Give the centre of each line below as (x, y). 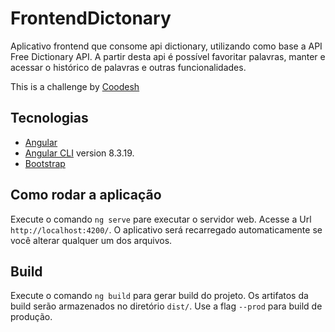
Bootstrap (45, 163)
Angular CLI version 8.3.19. (79, 153)
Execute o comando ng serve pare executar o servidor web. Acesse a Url (161, 219)
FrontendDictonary (91, 18)
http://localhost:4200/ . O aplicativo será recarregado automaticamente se (166, 229)
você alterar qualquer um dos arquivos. (91, 240)
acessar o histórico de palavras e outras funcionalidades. (128, 67)
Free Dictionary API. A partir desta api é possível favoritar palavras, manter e (168, 56)
